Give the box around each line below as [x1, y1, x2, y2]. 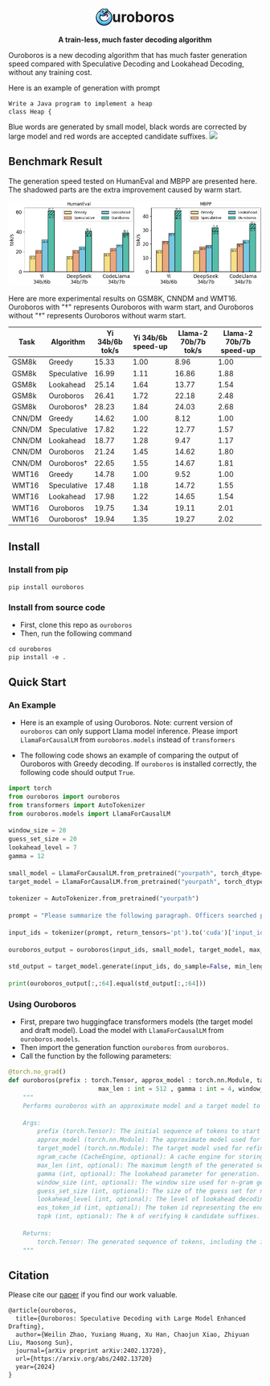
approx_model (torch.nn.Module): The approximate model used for [37, 1136, 261, 1144]
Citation [8, 1268, 50, 1282]
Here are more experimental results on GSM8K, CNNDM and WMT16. [8, 293, 238, 303]
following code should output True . [19, 768, 136, 777]
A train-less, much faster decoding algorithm [58, 35, 212, 44]
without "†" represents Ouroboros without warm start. [8, 310, 186, 320]
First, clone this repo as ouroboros [19, 620, 133, 630]
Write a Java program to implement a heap [8, 99, 153, 108]
